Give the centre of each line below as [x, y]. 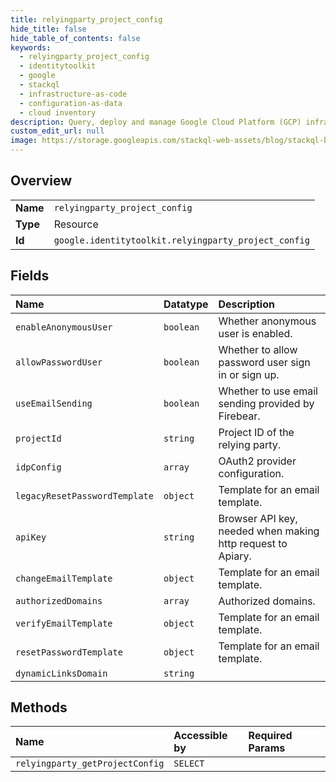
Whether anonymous [267, 321]
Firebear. [239, 416]
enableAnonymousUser [64, 327]
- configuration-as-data [71, 103]
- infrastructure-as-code [73, 94]
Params [267, 748]
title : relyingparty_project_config [86, 19]
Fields [30, 276]
